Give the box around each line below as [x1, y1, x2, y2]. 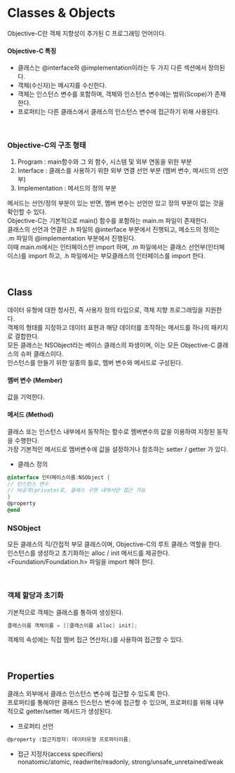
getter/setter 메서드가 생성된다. [25, 707, 113, 715]
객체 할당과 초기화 [7, 591, 65, 601]
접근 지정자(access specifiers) [17, 750, 103, 758]
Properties [7, 670, 55, 682]
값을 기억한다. [7, 392, 46, 402]
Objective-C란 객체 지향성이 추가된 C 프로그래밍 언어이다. [7, 29, 166, 37]
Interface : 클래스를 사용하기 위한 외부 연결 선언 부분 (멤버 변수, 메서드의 [17, 167, 216, 175]
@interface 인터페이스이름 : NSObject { [7, 473, 111, 481]
